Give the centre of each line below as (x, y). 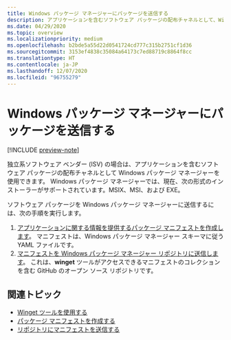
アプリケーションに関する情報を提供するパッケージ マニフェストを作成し (120, 228)
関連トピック (34, 294)
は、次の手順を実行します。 (46, 213)
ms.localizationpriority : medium (55, 39)
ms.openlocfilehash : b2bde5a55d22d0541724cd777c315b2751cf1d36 (100, 45)
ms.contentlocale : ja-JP (43, 65)
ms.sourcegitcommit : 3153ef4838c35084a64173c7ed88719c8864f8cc (100, 52)
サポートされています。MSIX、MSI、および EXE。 (113, 190)
